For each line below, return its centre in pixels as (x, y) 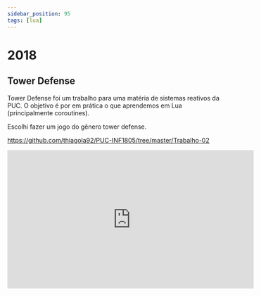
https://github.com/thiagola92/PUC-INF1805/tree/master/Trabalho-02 (108, 140)
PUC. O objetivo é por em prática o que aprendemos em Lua (95, 105)
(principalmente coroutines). (49, 112)
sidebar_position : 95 (39, 14)
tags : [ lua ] (25, 20)
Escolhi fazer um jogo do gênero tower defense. (77, 127)
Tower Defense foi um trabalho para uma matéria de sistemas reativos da (114, 98)
